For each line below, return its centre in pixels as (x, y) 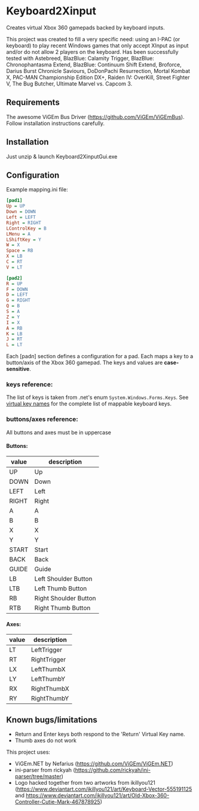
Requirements (33, 103)
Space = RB (20, 251)
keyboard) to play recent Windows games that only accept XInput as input (97, 45)
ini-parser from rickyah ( (45, 770)
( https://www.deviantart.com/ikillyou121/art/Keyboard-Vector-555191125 (103, 789)
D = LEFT (17, 295)
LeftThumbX (48, 669)
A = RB (14, 328)
